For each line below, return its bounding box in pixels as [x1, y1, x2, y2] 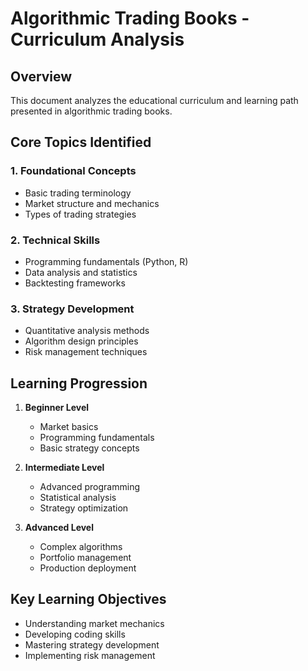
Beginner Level [24, 402, 90, 414]
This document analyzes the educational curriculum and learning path [10, 95, 299, 106]
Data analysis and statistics [24, 266, 138, 278]
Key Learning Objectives [10, 591, 167, 608]
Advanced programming [39, 481, 140, 493]
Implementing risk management [24, 649, 156, 661]
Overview [10, 68, 73, 85]
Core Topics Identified [10, 134, 152, 151]
